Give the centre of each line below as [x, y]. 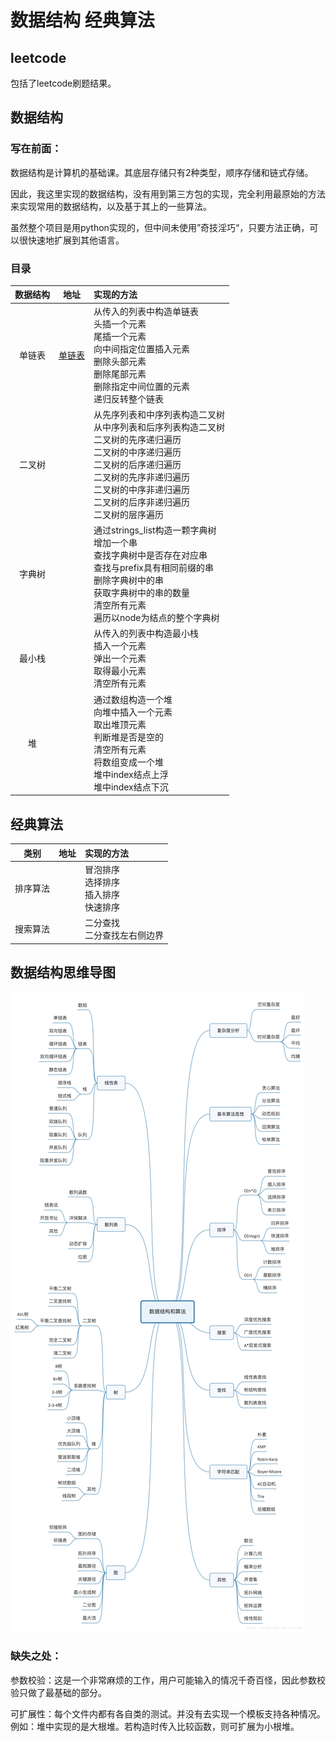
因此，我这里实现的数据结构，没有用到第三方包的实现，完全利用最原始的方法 [168, 193]
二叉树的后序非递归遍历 [141, 502]
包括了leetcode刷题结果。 [63, 83]
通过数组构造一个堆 [133, 699]
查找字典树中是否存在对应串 [150, 555]
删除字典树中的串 [128, 580]
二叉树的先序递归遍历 [137, 439]
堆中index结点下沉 [131, 787]
